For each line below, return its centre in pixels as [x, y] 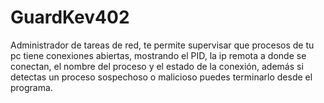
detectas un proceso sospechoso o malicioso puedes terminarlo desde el [161, 77]
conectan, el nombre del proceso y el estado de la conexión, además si [157, 66]
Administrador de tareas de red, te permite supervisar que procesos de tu [162, 45]
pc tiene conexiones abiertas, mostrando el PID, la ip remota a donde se [158, 55]
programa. [31, 87]
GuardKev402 [70, 17]
